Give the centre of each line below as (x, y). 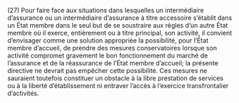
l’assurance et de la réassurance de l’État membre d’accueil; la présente (113, 63)
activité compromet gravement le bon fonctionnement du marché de (108, 55)
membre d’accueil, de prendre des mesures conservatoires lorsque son (112, 48)
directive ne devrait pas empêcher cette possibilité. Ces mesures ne (107, 71)
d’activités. (23, 93)
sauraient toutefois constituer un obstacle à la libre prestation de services (115, 78)
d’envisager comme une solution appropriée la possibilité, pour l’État (108, 40)
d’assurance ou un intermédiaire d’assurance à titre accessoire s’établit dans (120, 18)
